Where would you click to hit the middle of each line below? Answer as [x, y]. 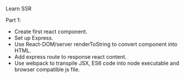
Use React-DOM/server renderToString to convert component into [96, 44]
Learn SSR [19, 9]
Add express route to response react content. [70, 57]
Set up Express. [34, 38]
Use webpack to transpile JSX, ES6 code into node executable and [97, 63]
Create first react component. [51, 31]
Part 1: [13, 20]
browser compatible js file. [47, 69]
